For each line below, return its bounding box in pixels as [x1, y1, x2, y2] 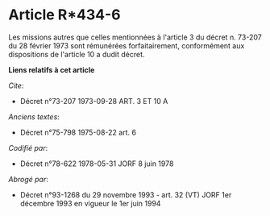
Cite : [8, 81, 24, 90]
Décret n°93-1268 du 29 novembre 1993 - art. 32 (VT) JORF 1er [19, 189, 232, 199]
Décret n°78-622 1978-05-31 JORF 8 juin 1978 [19, 159, 174, 168]
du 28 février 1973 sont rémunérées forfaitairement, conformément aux [8, 40, 245, 50]
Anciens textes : [8, 111, 60, 122]
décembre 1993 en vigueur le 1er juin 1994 [19, 198, 161, 208]
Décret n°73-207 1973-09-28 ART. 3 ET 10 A [19, 96, 168, 106]
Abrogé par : [8, 174, 48, 184]
